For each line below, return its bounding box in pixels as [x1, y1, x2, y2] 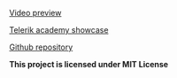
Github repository [9, 42, 73, 52]
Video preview [9, 8, 62, 18]
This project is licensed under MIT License [9, 59, 169, 69]
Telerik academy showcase [9, 25, 109, 35]
